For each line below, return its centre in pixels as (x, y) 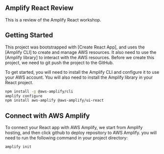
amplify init (18, 147)
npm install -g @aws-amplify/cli (39, 91)
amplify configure (24, 96)
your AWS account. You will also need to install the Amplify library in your (79, 77)
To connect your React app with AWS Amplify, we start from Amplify (74, 128)
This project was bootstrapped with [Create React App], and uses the (75, 47)
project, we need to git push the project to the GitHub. (59, 63)
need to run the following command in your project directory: (67, 138)
